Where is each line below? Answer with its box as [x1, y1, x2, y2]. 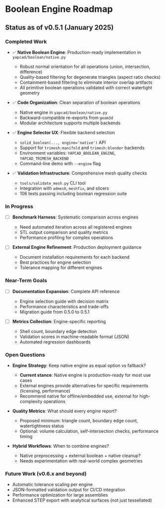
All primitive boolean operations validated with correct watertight [19, 84, 153, 90]
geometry [19, 90, 40, 96]
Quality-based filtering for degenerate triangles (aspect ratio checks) [19, 74, 161, 80]
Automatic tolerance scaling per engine [12, 482, 93, 488]
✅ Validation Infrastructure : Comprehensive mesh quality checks [12, 170, 147, 176]
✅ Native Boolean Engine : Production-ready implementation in [12, 49, 141, 55]
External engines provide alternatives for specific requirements [19, 383, 149, 389]
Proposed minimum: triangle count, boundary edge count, [19, 418, 138, 424]
